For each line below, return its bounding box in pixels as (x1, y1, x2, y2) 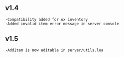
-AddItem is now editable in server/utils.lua (5, 48, 104, 53)
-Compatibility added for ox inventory (5, 17, 88, 22)
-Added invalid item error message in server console (5, 21, 120, 26)
